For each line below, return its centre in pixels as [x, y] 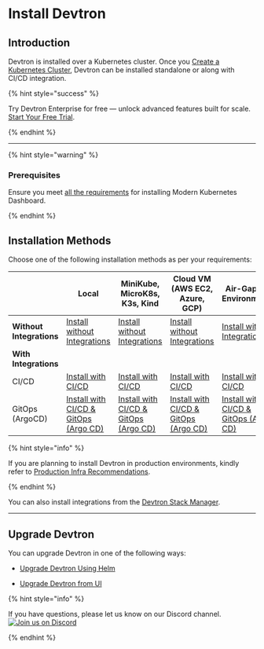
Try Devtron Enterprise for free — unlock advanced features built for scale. [130, 108]
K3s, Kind [140, 303]
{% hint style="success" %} [54, 93]
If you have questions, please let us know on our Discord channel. [115, 614]
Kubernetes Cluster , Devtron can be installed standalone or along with [121, 70]
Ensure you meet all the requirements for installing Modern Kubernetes [123, 192]
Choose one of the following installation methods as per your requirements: [130, 259]
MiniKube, [140, 284]
